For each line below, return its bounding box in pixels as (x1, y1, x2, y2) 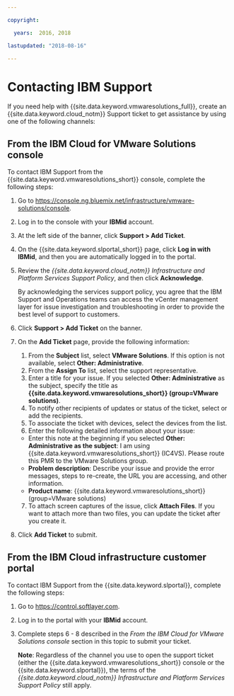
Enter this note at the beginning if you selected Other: (28, 434, 185, 443)
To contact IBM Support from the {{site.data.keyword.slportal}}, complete (7, 581, 221, 589)
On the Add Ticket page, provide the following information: (17, 338, 190, 346)
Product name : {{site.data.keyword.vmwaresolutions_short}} (28, 486, 206, 496)
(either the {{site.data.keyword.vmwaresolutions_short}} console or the (17, 658, 225, 666)
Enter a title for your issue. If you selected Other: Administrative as (28, 374, 225, 382)
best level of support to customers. (17, 310, 120, 319)
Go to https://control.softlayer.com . (17, 602, 120, 610)
